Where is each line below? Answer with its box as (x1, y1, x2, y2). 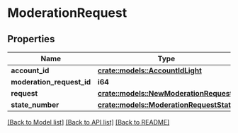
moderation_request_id (11, 77, 91, 87)
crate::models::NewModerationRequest (98, 89, 233, 98)
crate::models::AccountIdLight (98, 65, 202, 75)
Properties (7, 33, 55, 45)
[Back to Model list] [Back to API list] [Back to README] (7, 118, 170, 126)
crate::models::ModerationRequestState (98, 100, 235, 110)
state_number (11, 100, 59, 110)
